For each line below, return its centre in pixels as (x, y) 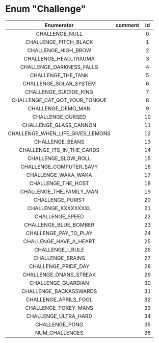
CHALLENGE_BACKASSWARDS (59, 291)
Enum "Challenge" (46, 9)
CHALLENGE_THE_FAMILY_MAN (59, 191)
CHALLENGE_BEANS (59, 142)
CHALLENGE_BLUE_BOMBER (59, 224)
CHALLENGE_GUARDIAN (59, 283)
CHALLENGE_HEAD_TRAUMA (59, 58)
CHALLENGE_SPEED (59, 216)
